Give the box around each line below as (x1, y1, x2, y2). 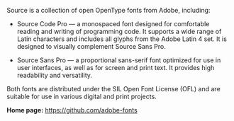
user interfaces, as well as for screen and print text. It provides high (16, 64, 215, 71)
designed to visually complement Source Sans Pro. (16, 42, 166, 50)
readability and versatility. (16, 71, 93, 79)
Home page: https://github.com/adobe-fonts (6, 106, 138, 114)
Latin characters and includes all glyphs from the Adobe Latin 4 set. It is (16, 35, 228, 43)
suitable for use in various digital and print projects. (6, 92, 157, 100)
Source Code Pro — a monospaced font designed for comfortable (16, 20, 210, 28)
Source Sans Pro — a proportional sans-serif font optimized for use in (16, 56, 221, 64)
